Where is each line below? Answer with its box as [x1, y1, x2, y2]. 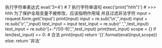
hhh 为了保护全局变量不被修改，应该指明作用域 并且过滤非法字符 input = [5, 10, 151, 16]
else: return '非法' [5, 38, 41, 44]
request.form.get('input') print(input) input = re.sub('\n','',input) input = [5, 16, 148, 21]
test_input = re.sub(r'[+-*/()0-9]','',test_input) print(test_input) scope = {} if [5, 26, 156, 32]
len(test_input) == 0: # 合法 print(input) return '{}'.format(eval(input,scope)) [5, 32, 157, 37]
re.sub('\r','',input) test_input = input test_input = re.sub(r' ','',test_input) [5, 21, 149, 27]
